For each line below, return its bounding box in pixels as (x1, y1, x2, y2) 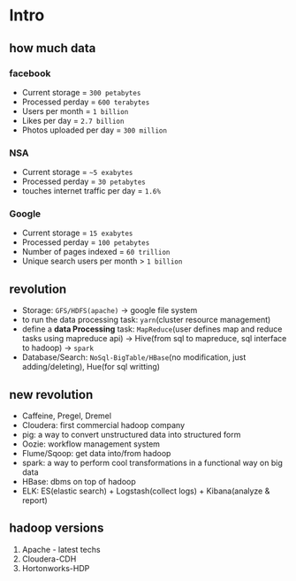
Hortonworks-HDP (21, 562, 90, 573)
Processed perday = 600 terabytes (21, 96, 150, 107)
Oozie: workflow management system (21, 439, 161, 449)
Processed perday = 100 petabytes (21, 237, 150, 248)
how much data (9, 41, 96, 56)
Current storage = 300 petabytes (21, 87, 141, 97)
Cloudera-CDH (21, 554, 77, 564)
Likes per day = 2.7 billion (21, 115, 125, 126)
